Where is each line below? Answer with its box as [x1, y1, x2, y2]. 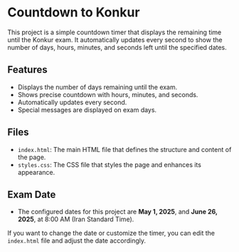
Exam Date [7, 188, 56, 201]
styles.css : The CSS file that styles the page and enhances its [17, 160, 201, 168]
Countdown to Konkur [7, 4, 140, 21]
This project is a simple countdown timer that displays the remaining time [7, 28, 222, 36]
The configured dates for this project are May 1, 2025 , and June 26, [17, 208, 218, 216]
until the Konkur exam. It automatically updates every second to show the [7, 35, 223, 44]
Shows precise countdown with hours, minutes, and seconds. [17, 90, 198, 99]
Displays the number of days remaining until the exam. [17, 83, 178, 91]
